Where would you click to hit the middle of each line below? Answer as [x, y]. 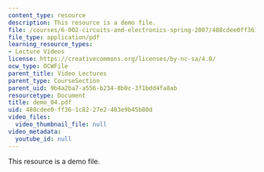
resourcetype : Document [47, 95]
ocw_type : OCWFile [38, 66]
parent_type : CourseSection [54, 81]
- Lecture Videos [37, 52]
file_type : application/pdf [54, 37]
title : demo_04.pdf [40, 102]
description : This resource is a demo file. [82, 23]
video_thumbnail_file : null [61, 124]
